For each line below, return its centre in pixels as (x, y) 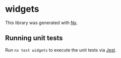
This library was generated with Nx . (41, 23)
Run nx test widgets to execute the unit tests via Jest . (61, 50)
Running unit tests (34, 38)
